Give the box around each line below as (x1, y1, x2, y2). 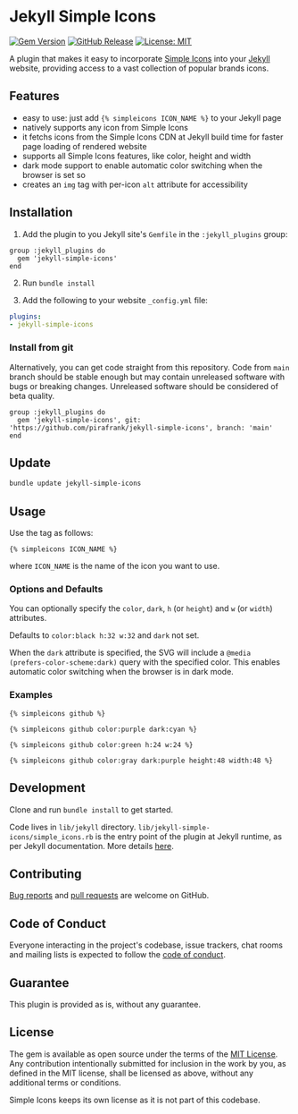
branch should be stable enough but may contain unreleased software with (9, 371, 286, 382)
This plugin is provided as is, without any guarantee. (9, 999, 201, 1009)
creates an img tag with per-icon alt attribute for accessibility (21, 179, 248, 190)
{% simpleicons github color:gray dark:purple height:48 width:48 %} (9, 756, 274, 765)
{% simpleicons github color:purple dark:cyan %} (9, 725, 198, 734)
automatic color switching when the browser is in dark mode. (9, 667, 234, 677)
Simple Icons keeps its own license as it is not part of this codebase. (9, 1094, 261, 1105)
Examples (9, 689, 54, 702)
